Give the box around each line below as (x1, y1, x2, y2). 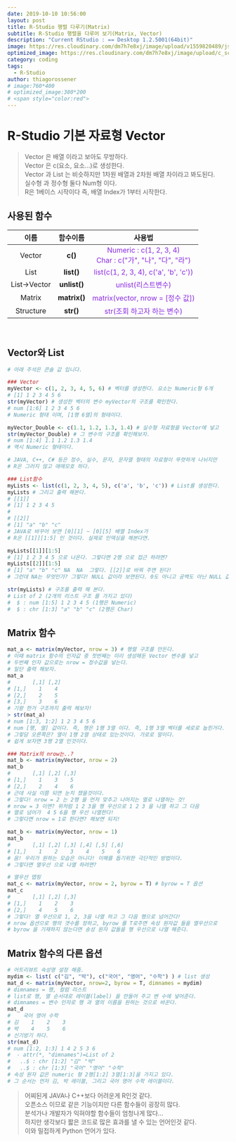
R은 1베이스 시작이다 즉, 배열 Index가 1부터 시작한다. (24, 187, 167, 196)
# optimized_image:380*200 (7, 89, 86, 96)
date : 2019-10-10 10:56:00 (7, 10, 86, 18)
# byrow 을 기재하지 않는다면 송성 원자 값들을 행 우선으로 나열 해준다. (7, 926, 190, 933)
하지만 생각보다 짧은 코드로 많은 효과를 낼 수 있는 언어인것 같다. (24, 1117, 197, 1126)
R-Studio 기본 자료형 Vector (7, 128, 166, 144)
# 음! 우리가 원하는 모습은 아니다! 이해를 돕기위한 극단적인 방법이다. (7, 854, 183, 862)
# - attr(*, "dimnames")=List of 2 (7, 1051, 114, 1059)
